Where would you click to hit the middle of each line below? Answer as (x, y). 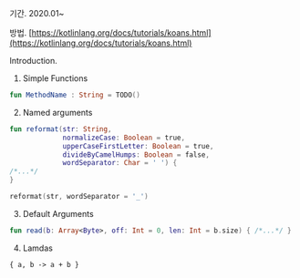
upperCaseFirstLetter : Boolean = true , (138, 146)
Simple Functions (55, 78)
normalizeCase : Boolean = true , (124, 138)
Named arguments (57, 112)
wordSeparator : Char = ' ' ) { (120, 163)
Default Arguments (58, 213)
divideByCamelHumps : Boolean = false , (136, 154)
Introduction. (33, 61)
